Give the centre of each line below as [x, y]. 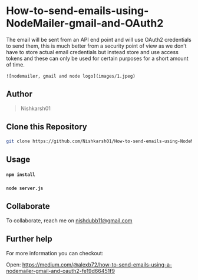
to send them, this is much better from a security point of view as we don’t [96, 46]
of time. [15, 64]
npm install [21, 175]
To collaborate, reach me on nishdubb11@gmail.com [69, 220]
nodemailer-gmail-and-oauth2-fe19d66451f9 [60, 271]
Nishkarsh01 [36, 108]
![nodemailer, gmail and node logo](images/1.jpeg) [71, 76]
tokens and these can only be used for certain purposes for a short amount [97, 58]
